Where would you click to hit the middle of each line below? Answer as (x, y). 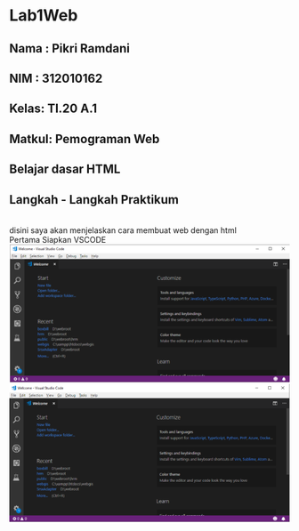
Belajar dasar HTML (65, 169)
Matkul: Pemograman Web (85, 139)
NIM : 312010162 (56, 78)
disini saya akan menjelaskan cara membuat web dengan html (123, 230)
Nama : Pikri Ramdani (70, 48)
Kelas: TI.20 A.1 (53, 109)
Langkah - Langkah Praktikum (94, 200)
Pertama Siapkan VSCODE (58, 239)
